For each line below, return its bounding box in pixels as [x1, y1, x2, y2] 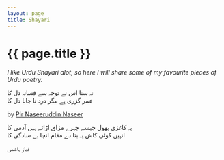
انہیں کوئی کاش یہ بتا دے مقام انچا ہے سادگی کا [7, 131, 125, 139]
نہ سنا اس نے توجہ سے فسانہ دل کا [7, 89, 94, 97]
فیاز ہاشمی [7, 145, 29, 153]
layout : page [7, 10, 44, 17]
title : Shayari [7, 16, 51, 23]
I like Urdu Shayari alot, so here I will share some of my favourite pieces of [7, 68, 217, 77]
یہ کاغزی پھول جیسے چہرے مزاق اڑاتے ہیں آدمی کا [7, 124, 132, 132]
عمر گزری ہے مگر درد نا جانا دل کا [7, 96, 94, 105]
